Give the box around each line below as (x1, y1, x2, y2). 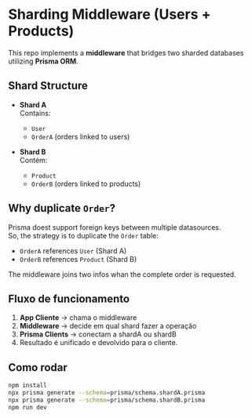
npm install (8, 382, 47, 390)
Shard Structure (8, 79, 89, 93)
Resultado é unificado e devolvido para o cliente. (19, 338, 178, 347)
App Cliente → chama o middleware (19, 313, 137, 322)
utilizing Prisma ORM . (8, 56, 79, 66)
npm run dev (8, 403, 47, 411)
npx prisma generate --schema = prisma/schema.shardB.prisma (8, 396, 206, 404)
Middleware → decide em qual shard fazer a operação (19, 322, 197, 331)
